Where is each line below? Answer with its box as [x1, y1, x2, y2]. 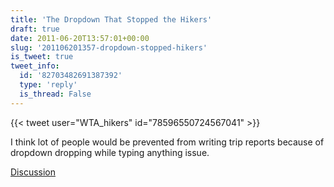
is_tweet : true [10, 52, 74, 62]
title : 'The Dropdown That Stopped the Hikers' [10, 14, 213, 25]
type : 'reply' [19, 80, 78, 90]
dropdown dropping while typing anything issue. [10, 146, 210, 158]
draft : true [10, 24, 60, 34]
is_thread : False [19, 89, 92, 99]
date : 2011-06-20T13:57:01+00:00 [10, 33, 150, 43]
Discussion [10, 166, 56, 178]
